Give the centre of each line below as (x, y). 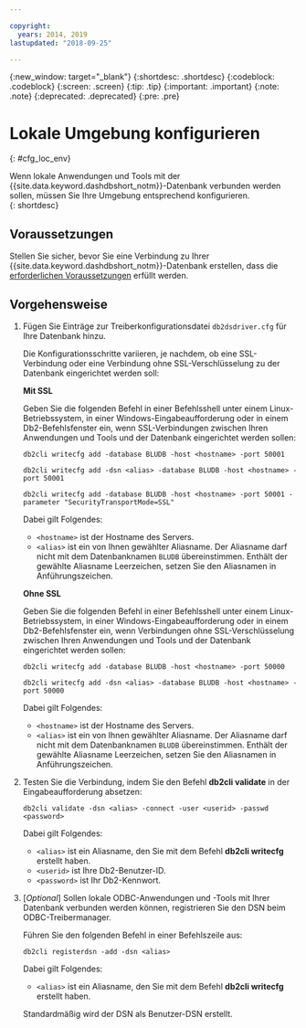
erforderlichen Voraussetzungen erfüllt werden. (99, 276)
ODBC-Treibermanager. (67, 917)
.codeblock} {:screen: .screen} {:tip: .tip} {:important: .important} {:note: (145, 87)
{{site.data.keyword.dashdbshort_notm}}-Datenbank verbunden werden (145, 186)
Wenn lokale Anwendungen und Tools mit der (95, 176)
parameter (42, 502)
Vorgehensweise (58, 304)
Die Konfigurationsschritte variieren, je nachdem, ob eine (130, 354)
